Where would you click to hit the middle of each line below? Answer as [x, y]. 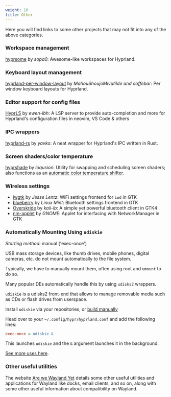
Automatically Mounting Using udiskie [54, 232]
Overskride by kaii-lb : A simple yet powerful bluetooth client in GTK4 [85, 208]
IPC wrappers [22, 132]
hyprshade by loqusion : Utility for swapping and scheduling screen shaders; [86, 167]
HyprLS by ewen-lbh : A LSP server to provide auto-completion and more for [85, 113]
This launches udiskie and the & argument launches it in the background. [82, 343]
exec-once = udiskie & [29, 334]
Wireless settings [28, 186]
